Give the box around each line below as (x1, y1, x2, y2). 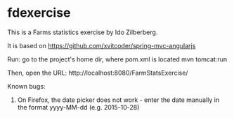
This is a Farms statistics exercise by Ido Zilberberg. (7, 28, 158, 36)
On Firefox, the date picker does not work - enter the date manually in (17, 96, 220, 104)
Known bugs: (7, 82, 46, 90)
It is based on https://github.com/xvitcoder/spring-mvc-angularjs (7, 41, 196, 50)
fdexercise (7, 5, 71, 21)
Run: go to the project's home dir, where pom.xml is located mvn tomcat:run (7, 54, 228, 64)
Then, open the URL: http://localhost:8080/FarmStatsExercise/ (7, 68, 188, 77)
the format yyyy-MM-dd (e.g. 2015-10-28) (17, 103, 140, 111)
